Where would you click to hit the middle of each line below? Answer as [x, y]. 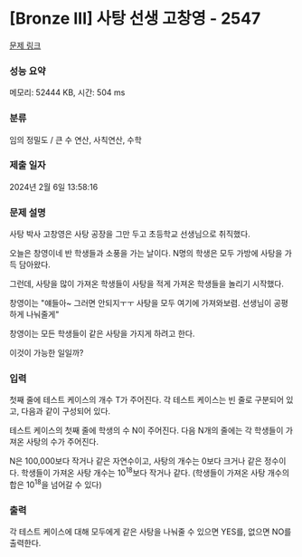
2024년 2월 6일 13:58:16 [54, 187]
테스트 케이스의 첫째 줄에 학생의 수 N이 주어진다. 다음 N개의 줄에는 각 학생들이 [146, 430]
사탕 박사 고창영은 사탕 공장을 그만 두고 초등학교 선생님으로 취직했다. [130, 234]
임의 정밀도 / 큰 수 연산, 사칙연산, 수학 [75, 139]
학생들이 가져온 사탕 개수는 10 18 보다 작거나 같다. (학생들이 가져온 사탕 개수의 [156, 472]
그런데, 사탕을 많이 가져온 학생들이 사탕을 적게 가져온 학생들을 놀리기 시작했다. [147, 284]
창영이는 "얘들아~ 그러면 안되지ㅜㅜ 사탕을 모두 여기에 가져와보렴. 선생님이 [141, 303]
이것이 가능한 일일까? [47, 353]
